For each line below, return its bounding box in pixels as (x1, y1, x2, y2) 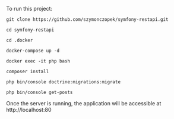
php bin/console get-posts (6, 89, 73, 95)
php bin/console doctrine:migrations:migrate (6, 79, 121, 85)
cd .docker (6, 37, 33, 43)
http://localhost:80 (6, 107, 52, 113)
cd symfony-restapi (6, 27, 55, 33)
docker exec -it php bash (6, 58, 70, 64)
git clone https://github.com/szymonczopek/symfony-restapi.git (6, 17, 169, 23)
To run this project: (6, 5, 52, 12)
